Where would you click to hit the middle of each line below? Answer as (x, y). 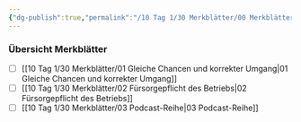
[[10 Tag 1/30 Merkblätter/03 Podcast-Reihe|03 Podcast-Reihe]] (140, 108)
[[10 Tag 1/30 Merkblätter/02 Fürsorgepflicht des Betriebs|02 (134, 88)
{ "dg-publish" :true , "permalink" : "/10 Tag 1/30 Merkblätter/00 (127, 17)
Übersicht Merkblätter (58, 48)
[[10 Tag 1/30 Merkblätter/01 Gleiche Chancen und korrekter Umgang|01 (155, 68)
